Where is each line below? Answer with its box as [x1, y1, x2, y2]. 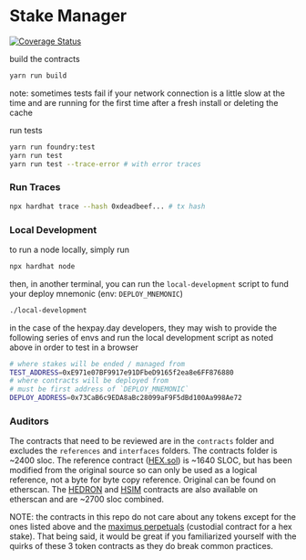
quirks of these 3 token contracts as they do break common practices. [9, 541, 273, 552]
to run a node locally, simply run [9, 244, 130, 255]
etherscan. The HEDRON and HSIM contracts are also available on [9, 484, 258, 495]
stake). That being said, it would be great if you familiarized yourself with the [9, 531, 297, 542]
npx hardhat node [9, 261, 76, 270]
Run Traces [9, 181, 61, 194]
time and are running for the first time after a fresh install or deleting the [9, 97, 279, 108]
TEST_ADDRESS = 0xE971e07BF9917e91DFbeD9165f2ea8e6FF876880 [9, 367, 234, 377]
